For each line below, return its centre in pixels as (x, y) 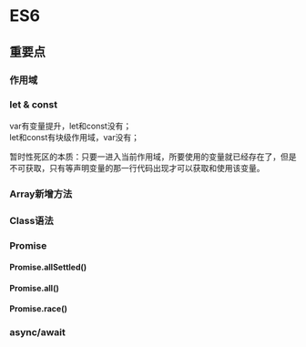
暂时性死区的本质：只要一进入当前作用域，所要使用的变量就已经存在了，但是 (153, 157)
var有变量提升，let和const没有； (71, 126)
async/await (37, 332)
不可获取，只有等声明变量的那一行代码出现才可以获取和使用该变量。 (137, 168)
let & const (33, 105)
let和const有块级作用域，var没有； (74, 137)
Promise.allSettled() (48, 267)
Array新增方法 (41, 194)
